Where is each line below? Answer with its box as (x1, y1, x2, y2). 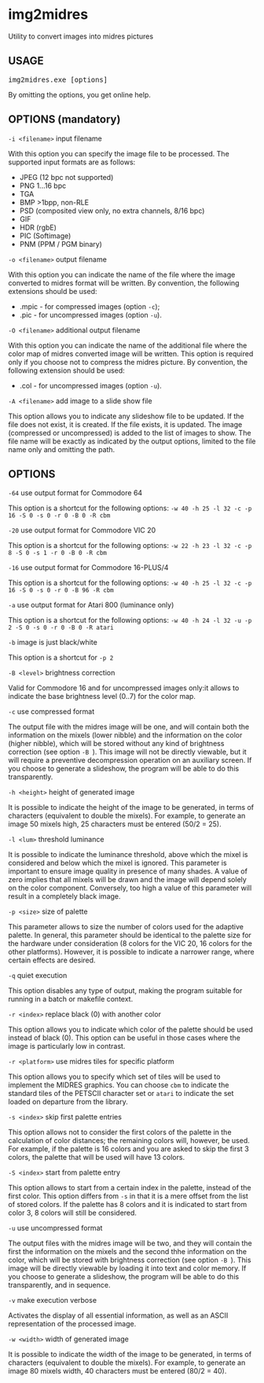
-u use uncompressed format (8, 1223, 103, 1233)
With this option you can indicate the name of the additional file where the (8, 340, 247, 350)
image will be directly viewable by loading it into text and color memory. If (8, 1263, 247, 1273)
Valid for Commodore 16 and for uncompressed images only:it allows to (8, 683, 240, 693)
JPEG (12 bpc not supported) (19, 172, 114, 182)
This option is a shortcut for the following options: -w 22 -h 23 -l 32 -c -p (8, 541, 252, 550)
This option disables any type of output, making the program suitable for (8, 986, 243, 995)
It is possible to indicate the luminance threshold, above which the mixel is (8, 850, 248, 859)
